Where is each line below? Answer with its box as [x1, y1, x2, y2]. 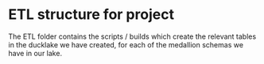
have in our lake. [8, 48, 62, 58]
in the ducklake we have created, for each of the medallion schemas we [8, 40, 244, 49]
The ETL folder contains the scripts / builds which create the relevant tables [8, 32, 257, 41]
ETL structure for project [8, 6, 175, 24]
